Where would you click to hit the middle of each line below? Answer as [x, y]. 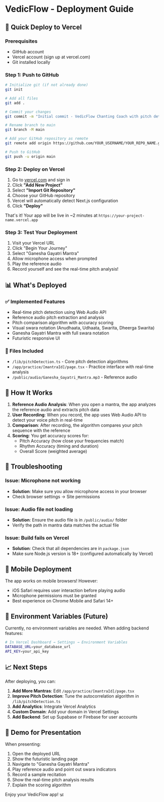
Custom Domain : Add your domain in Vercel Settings [65, 712]
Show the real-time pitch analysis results [53, 780]
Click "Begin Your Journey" [40, 248]
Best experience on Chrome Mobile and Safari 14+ [63, 601]
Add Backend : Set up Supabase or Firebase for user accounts [75, 717]
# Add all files [21, 98]
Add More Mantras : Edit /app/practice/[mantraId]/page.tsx [73, 691]
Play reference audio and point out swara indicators [64, 769]
